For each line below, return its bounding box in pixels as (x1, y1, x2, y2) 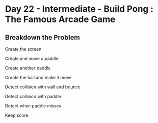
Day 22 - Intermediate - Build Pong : (5, 3, 154, 15)
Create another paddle (5, 65, 51, 71)
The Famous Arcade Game (5, 14, 116, 25)
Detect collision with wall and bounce (5, 84, 81, 90)
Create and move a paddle (5, 56, 59, 61)
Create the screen (5, 46, 42, 52)
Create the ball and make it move (5, 75, 72, 80)
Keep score (5, 112, 28, 118)
